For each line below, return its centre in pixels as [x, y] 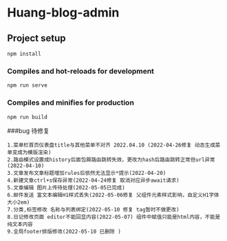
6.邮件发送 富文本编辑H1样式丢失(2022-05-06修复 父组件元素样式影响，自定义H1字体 [113, 195]
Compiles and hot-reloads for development [81, 71]
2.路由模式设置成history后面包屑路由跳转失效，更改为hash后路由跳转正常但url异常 [111, 160]
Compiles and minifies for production [71, 103]
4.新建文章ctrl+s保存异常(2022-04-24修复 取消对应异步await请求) [94, 180]
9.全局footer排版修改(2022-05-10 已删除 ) [64, 231]
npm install [24, 54]
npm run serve [28, 85]
